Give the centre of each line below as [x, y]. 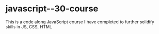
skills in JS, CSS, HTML [29, 26]
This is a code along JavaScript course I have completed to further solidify [80, 22]
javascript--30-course [52, 9]
